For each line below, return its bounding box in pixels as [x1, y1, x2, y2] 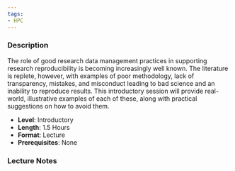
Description [7, 40, 49, 50]
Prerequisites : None [17, 138, 78, 146]
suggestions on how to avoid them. [7, 101, 110, 110]
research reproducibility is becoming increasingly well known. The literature [7, 64, 229, 72]
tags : [7, 10, 23, 18]
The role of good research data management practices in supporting [7, 56, 207, 65]
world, [7, 94, 26, 103]
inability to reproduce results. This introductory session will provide [7, 87, 204, 95]
